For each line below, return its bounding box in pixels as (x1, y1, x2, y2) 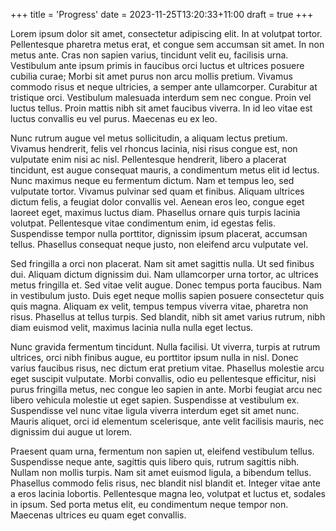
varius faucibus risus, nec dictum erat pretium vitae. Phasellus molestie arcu (10, 362, 325, 374)
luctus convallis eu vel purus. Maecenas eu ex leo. (10, 113, 218, 124)
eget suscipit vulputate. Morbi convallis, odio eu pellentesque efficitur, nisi (10, 373, 317, 384)
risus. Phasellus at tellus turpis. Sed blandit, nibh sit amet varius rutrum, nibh (10, 311, 326, 323)
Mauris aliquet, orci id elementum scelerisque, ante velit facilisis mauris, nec (10, 415, 325, 427)
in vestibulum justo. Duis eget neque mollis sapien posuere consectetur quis (10, 290, 325, 301)
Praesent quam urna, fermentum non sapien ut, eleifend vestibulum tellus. (10, 445, 315, 457)
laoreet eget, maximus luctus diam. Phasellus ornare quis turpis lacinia (10, 207, 301, 218)
